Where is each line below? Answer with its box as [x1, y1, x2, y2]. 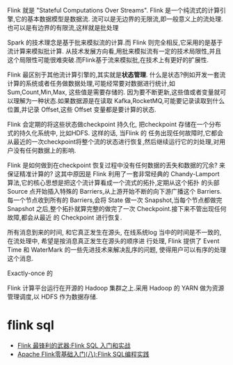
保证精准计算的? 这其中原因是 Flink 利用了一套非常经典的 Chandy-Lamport [7, 170, 220, 178]
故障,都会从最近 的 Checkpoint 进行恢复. [7, 213, 122, 222]
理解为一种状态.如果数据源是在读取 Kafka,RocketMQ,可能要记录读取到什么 [13, 97, 225, 104]
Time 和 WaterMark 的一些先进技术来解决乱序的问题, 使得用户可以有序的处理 [7, 246, 227, 254]
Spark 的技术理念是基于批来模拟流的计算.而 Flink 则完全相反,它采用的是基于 [7, 38, 223, 47]
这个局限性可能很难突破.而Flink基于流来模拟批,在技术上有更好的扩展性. [7, 56, 209, 64]
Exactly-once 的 [7, 269, 54, 277]
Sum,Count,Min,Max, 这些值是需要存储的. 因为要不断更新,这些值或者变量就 [7, 88, 220, 96]
